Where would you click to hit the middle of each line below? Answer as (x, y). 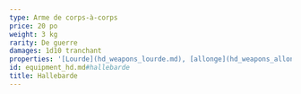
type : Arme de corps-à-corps (64, 17)
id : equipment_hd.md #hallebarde (69, 68)
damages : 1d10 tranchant (56, 51)
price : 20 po (34, 26)
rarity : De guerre (43, 43)
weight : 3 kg (34, 34)
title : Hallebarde (43, 76)
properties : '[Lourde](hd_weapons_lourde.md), (98, 59)
